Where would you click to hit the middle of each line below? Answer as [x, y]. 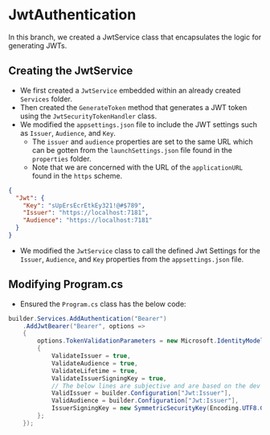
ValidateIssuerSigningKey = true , [109, 378]
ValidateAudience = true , [94, 363]
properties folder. [61, 158]
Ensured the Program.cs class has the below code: [103, 304]
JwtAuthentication [72, 15]
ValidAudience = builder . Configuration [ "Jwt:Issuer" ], [145, 401]
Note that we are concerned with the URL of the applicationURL [137, 167]
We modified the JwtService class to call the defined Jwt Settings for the [140, 250]
